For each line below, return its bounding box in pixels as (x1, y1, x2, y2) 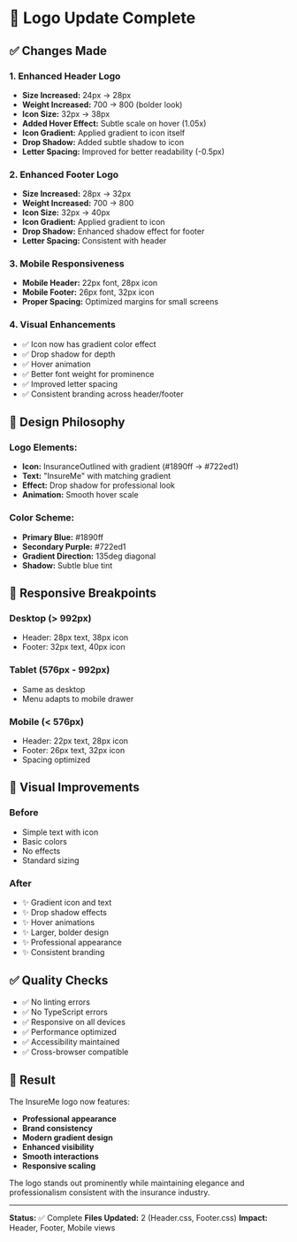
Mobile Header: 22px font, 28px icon (21, 278, 158, 289)
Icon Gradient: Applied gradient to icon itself (21, 127, 186, 138)
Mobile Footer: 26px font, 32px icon (21, 287, 155, 297)
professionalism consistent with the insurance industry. (9, 1186, 210, 1198)
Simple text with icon (21, 827, 99, 837)
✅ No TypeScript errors (21, 1007, 108, 1017)
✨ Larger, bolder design (21, 927, 109, 937)
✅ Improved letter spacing (21, 378, 118, 389)
